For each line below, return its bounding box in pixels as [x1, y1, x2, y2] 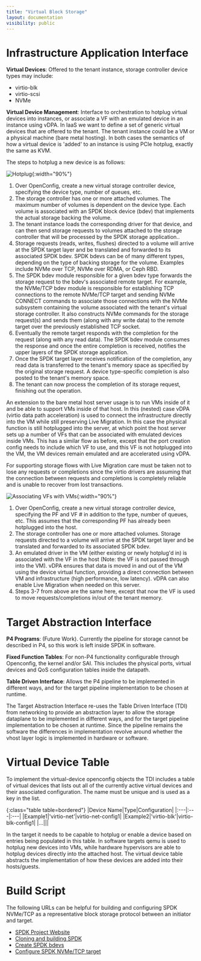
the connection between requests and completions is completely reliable [6, 475, 187, 482]
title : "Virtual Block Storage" [6, 8, 87, 15]
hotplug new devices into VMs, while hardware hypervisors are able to [6, 844, 181, 851]
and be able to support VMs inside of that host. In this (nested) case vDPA [6, 405, 190, 413]
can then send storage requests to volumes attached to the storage [14, 227, 182, 234]
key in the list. [6, 794, 41, 802]
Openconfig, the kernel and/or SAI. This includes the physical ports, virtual [6, 660, 191, 667]
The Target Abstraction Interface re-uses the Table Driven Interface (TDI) [6, 702, 188, 709]
